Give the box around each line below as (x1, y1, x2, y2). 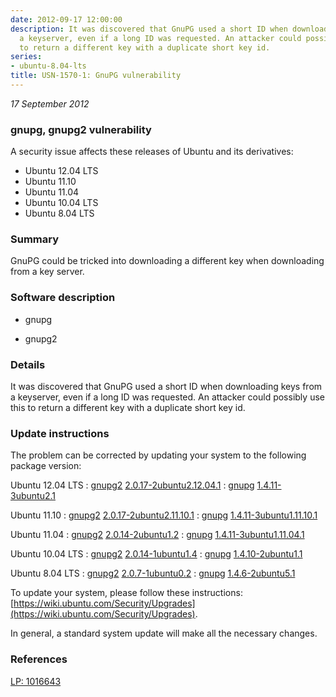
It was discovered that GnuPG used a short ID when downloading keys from (10, 381, 323, 393)
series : (10, 52, 43, 62)
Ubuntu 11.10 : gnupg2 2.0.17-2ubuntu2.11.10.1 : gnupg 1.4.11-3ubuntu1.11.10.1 (10, 509, 318, 521)
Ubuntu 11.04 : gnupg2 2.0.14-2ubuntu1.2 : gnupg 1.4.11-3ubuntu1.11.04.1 (10, 529, 305, 541)
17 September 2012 (10, 97, 90, 110)
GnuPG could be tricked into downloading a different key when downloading (10, 255, 325, 267)
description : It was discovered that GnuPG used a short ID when (10, 24, 288, 34)
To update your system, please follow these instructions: (10, 587, 243, 599)
